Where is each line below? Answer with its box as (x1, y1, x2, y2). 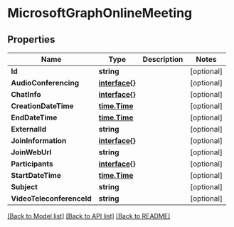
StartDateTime (11, 171, 62, 180)
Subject (11, 182, 38, 191)
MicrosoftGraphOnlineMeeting (7, 5, 193, 21)
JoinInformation (11, 136, 67, 145)
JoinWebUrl (11, 147, 52, 157)
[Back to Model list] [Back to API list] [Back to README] (7, 212, 171, 220)
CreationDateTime (11, 101, 74, 111)
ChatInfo (11, 90, 41, 99)
